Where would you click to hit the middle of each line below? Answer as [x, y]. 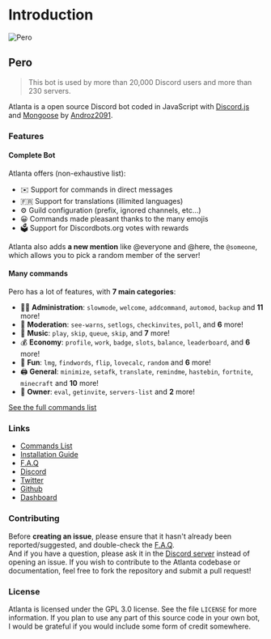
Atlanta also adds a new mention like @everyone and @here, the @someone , [133, 246]
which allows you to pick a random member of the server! [104, 255]
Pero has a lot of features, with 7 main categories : [92, 292]
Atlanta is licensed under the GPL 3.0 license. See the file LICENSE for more [133, 609]
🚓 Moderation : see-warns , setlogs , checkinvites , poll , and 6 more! [132, 324]
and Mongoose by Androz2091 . [61, 115]
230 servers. [49, 91]
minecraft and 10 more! [59, 383]
